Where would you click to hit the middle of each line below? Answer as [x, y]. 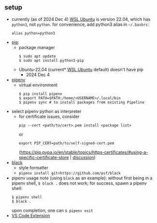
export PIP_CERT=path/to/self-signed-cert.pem [66, 143]
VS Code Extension [31, 215]
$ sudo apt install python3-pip [51, 60]
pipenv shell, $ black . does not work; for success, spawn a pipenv [79, 183]
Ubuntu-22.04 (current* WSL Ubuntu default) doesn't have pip [81, 69]
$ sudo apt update [37, 56]
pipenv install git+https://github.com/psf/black [70, 173]
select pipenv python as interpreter [46, 111]
